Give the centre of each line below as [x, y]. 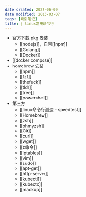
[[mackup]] [31, 190]
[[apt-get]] [30, 168]
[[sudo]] [28, 164]
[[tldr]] [26, 87]
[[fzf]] [25, 77]
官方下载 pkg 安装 [30, 38]
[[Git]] [25, 131]
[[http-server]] [34, 174]
